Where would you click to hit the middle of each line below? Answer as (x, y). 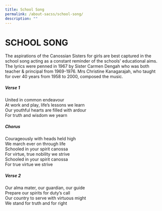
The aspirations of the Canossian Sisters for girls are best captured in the (78, 56)
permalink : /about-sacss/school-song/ (44, 14)
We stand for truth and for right (36, 203)
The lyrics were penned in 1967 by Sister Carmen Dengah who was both (77, 66)
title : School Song (25, 9)
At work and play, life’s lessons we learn (45, 105)
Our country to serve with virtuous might (46, 198)
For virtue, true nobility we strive (38, 154)
